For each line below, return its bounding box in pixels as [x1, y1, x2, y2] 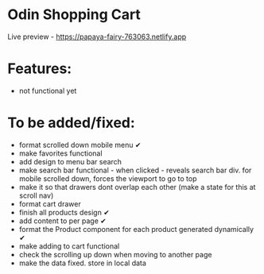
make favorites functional [18, 149, 103, 158]
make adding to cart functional [18, 241, 120, 251]
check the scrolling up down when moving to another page [18, 249, 212, 259]
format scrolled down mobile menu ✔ [18, 140, 142, 149]
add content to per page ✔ [18, 216, 107, 226]
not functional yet [18, 86, 77, 95]
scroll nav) [18, 191, 54, 200]
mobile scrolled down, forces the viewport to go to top [18, 173, 197, 183]
